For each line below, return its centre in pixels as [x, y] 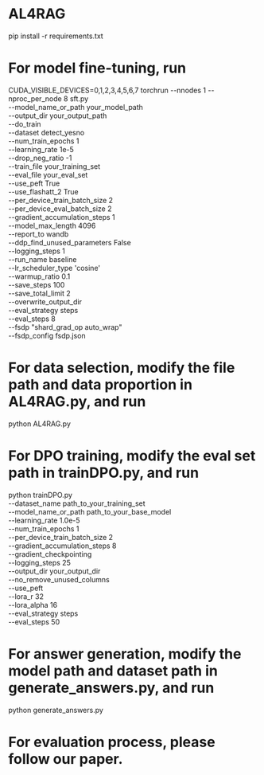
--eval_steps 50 [34, 621]
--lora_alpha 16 [33, 605]
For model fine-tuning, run [97, 68]
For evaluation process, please [112, 742]
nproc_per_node [35, 98]
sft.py [79, 98]
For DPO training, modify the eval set [132, 456]
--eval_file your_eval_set [48, 174]
